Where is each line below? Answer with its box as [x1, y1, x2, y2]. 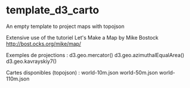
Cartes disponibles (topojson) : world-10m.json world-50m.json [6, 69, 159, 76]
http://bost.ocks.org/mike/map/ [6, 40, 82, 47]
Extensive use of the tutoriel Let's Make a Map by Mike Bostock [6, 34, 159, 41]
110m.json [6, 75, 30, 82]
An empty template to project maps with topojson [6, 23, 125, 30]
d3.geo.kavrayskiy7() [6, 58, 57, 65]
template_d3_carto [6, 3, 99, 17]
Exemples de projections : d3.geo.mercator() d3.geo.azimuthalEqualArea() [6, 51, 185, 58]
